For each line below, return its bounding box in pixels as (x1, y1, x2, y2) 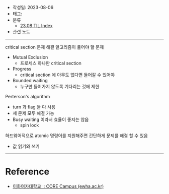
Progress (12, 66, 32, 72)
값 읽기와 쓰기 (12, 143, 40, 149)
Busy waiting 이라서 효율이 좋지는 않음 (12, 116, 89, 122)
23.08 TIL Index (20, 23, 53, 29)
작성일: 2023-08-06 (12, 5, 54, 10)
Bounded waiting (12, 78, 48, 83)
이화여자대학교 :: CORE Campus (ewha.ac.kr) (12, 183, 104, 189)
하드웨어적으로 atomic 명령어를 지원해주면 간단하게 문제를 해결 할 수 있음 (5, 133, 148, 139)
